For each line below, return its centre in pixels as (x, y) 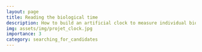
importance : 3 (24, 34)
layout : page (23, 12)
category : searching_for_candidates (52, 39)
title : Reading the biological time (52, 17)
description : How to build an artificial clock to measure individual (96, 23)
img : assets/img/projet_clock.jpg (50, 28)
